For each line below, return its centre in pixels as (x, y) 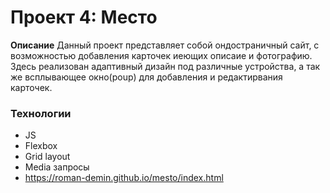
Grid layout (47, 157)
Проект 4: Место (84, 17)
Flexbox (41, 146)
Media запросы (57, 167)
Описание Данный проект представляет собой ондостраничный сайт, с (165, 45)
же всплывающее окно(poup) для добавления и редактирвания (146, 77)
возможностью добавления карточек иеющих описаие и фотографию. (161, 55)
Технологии (41, 113)
